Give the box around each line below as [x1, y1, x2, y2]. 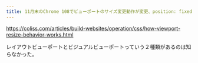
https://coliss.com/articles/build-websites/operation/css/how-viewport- [6, 25, 181, 32]
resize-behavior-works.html [6, 31, 74, 38]
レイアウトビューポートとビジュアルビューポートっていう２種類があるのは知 [6, 43, 192, 50]
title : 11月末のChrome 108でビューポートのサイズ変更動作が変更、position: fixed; [6, 8, 195, 15]
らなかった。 [6, 51, 37, 58]
